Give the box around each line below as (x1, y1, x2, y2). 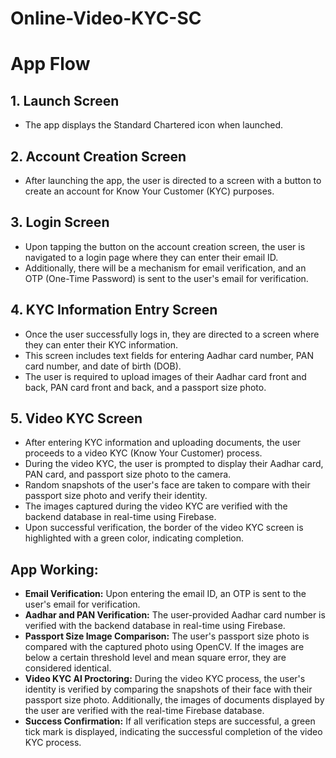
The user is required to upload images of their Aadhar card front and (24, 370, 307, 382)
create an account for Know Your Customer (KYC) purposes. (24, 185, 275, 197)
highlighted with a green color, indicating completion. (24, 532, 245, 544)
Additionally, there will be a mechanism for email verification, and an (24, 262, 307, 274)
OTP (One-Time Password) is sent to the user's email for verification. (24, 272, 309, 284)
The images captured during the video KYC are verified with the (24, 500, 288, 512)
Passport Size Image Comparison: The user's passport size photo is (24, 630, 310, 642)
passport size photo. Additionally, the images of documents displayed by (24, 694, 325, 706)
